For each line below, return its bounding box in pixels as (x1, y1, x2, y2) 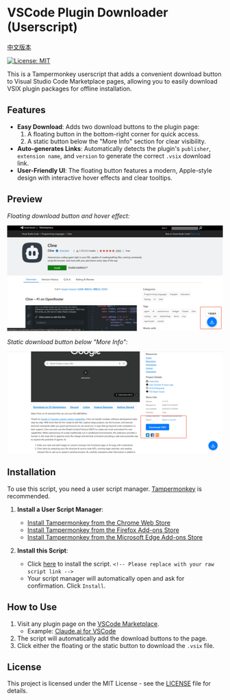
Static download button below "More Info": (7, 337, 128, 346)
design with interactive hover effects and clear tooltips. (16, 173, 172, 182)
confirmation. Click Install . (27, 581, 106, 590)
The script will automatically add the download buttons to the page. (16, 634, 207, 642)
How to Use (7, 601, 57, 613)
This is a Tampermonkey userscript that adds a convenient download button (7, 70, 222, 78)
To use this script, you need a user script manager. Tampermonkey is (7, 485, 202, 493)
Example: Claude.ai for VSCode (27, 627, 116, 635)
